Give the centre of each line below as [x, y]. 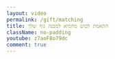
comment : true [27, 45]
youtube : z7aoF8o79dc [37, 39]
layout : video [27, 13]
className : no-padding [39, 32]
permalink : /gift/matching [45, 20]
